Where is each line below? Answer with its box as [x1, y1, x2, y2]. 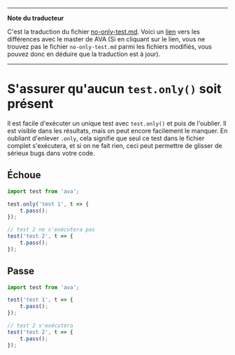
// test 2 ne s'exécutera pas [7, 226, 96, 234]
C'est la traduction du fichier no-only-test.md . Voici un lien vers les [7, 27, 201, 36]
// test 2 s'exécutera [7, 322, 73, 330]
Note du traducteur [7, 14, 64, 22]
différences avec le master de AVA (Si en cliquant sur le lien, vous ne [7, 35, 205, 43]
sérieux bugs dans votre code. [7, 149, 96, 157]
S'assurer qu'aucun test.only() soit [7, 81, 222, 97]
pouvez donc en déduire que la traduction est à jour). [7, 50, 161, 58]
